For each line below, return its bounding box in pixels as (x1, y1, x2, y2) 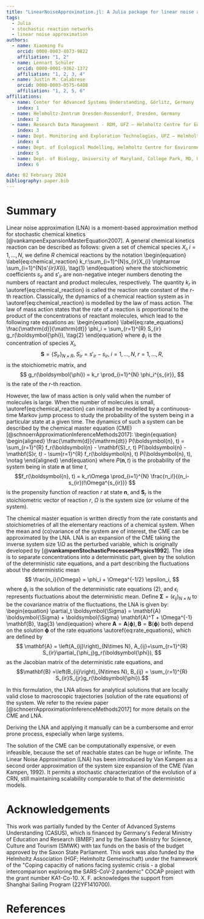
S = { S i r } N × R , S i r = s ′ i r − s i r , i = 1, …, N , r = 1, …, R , (40, 350, 164, 359)
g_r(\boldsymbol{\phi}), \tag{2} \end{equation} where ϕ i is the (6, 331, 162, 341)
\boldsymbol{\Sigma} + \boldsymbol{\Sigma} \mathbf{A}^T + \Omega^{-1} (6, 614, 192, 621)
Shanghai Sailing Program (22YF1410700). (6, 881, 112, 888)
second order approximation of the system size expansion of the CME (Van (6, 762, 194, 770)
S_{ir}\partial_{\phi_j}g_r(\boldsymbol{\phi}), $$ (42, 649, 162, 656)
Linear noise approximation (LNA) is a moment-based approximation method (6, 224, 198, 231)
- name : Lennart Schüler (12, 59, 75, 66)
